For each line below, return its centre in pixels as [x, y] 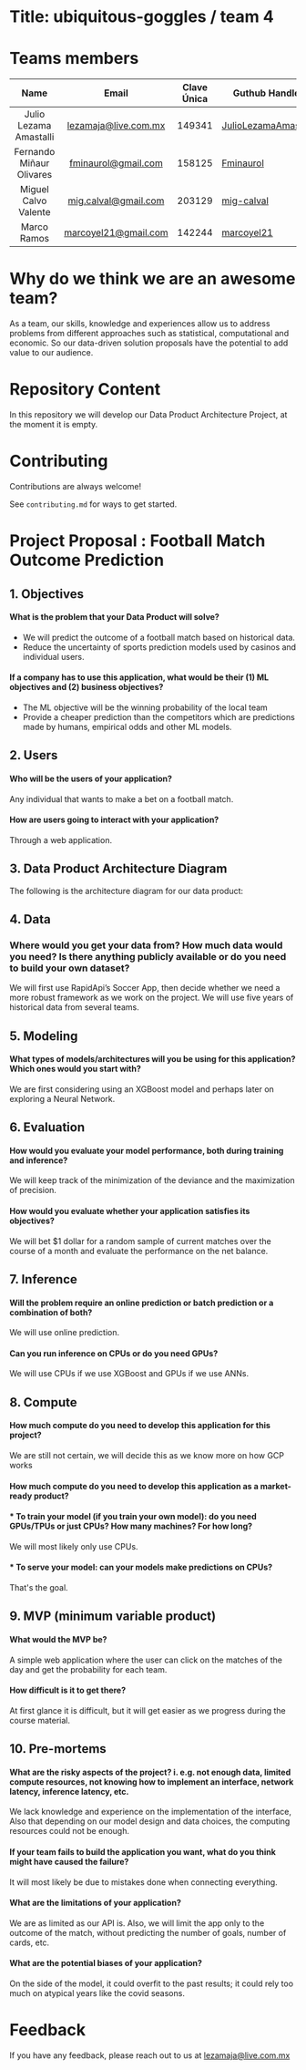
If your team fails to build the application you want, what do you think [143, 1851]
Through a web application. [61, 839]
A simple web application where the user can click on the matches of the [146, 1660]
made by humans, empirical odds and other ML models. [127, 726]
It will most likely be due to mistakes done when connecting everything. [143, 1882]
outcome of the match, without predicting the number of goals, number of [148, 1932]
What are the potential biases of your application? [106, 1963]
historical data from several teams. [74, 1007]
